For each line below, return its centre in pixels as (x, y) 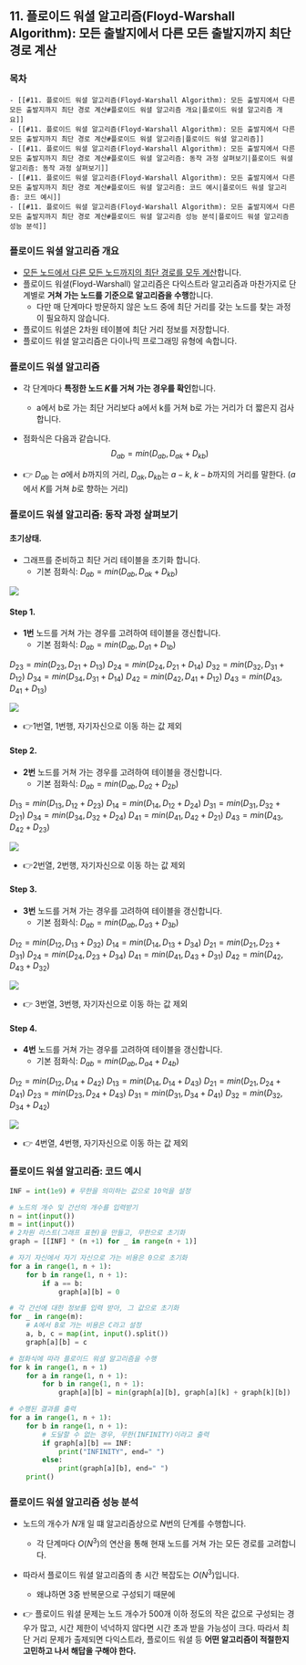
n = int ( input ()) (42, 1216)
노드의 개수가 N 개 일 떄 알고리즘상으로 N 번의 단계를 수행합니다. (134, 1524)
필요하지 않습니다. (78, 318)
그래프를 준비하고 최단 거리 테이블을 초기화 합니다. (111, 560)
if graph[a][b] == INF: (87, 1443)
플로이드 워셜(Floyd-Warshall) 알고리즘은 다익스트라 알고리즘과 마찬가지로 (154, 283)
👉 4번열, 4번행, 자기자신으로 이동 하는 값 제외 (105, 1143)
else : (53, 1460)
